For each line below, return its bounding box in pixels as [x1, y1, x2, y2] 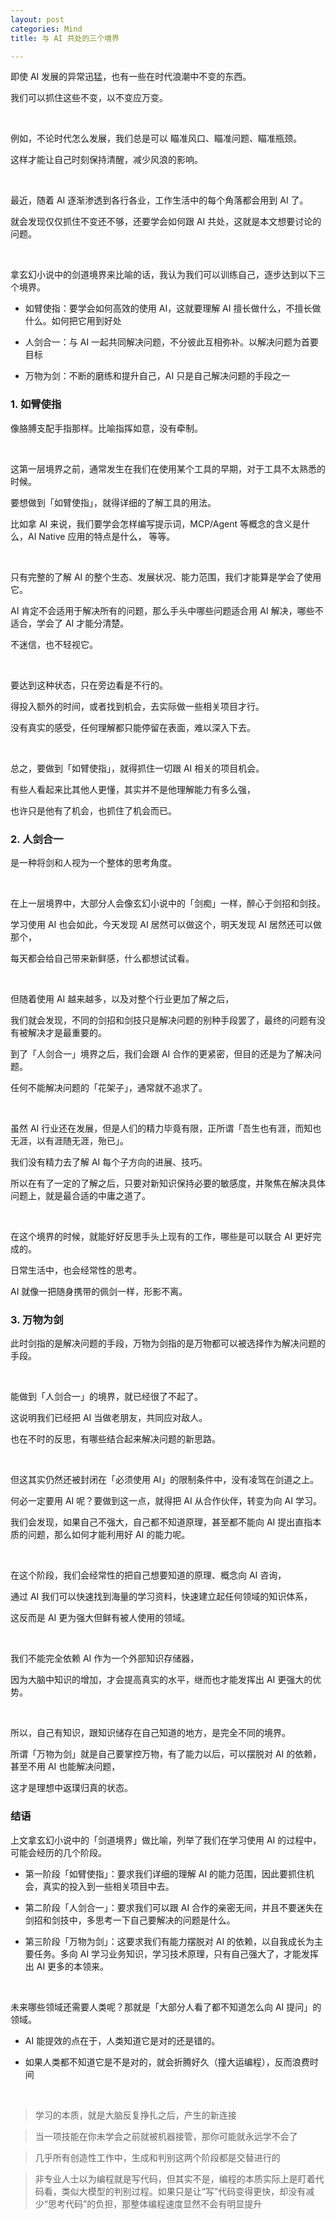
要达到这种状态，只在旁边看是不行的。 [10, 679, 168, 691]
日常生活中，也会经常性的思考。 [10, 1264, 142, 1276]
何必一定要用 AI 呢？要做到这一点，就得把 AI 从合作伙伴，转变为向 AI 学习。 [10, 1495, 322, 1507]
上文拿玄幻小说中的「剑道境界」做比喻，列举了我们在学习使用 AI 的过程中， [10, 1834, 322, 1846]
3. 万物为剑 [10, 1312, 64, 1326]
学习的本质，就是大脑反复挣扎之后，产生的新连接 [34, 2109, 237, 2121]
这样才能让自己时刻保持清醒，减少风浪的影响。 [10, 154, 203, 166]
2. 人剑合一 [10, 832, 64, 846]
